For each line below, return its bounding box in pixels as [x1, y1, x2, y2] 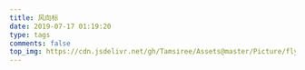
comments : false [9, 38, 71, 48]
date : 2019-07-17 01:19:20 [9, 22, 112, 31]
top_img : [9, 47, 43, 56]
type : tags [9, 30, 51, 39]
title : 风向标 [9, 13, 59, 23]
